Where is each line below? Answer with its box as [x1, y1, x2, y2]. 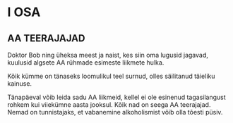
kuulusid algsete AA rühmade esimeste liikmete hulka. [7, 58, 165, 67]
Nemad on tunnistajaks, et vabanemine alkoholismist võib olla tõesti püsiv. [7, 108, 223, 116]
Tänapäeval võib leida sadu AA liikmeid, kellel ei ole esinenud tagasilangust [7, 93, 226, 101]
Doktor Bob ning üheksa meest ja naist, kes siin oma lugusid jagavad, [7, 51, 208, 59]
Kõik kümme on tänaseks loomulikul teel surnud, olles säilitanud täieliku [7, 72, 215, 80]
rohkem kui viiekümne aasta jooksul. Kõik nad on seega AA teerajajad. [7, 101, 211, 109]
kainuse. [7, 79, 32, 88]
